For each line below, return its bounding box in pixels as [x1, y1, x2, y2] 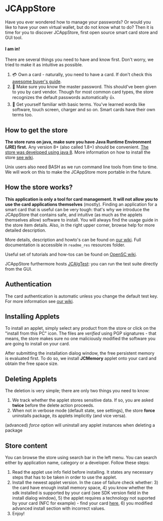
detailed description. [5, 227, 46, 233]
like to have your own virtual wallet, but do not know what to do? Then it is [5, 24, 154, 30]
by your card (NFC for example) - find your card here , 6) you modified [12, 501, 153, 506]
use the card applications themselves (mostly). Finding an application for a [5, 201, 157, 207]
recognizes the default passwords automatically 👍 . [12, 95, 115, 100]
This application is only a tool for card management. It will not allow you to [5, 196, 158, 202]
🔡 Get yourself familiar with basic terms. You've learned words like [12, 101, 145, 107]
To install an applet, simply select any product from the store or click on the [5, 325, 157, 331]
